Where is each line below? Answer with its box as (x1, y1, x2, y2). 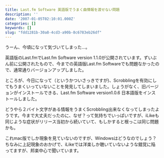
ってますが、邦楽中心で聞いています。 (5, 148, 82, 153)
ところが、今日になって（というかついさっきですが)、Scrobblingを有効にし (5, 77, 157, 83)
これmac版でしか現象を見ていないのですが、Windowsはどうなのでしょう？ (5, 135, 157, 141)
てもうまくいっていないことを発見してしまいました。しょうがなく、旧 (5, 84, 146, 89)
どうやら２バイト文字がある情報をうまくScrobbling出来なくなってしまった (5, 106, 155, 112)
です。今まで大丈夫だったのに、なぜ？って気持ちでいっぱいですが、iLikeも (9, 113, 160, 118)
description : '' (5, 12, 38, 17)
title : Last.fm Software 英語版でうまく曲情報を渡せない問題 (5, 7, 120, 12)
